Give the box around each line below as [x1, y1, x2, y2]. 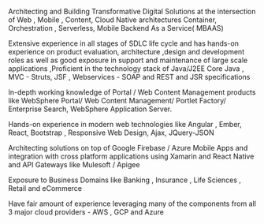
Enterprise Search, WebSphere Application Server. [8, 104, 172, 114]
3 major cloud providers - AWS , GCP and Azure [8, 207, 164, 216]
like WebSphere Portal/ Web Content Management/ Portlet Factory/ [8, 96, 227, 105]
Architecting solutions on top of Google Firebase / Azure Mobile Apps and [8, 144, 248, 152]
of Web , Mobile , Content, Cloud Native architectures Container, [8, 15, 218, 24]
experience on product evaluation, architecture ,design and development [8, 47, 245, 56]
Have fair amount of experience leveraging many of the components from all [8, 199, 256, 208]
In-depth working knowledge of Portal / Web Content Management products [8, 88, 256, 97]
